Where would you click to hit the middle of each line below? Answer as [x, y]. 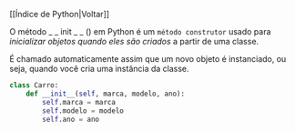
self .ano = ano [71, 119]
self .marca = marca [79, 102]
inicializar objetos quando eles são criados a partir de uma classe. [134, 41]
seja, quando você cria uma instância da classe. [99, 69]
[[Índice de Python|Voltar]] [60, 14]
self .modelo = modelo [83, 111]
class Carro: [34, 86]
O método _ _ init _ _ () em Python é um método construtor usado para [140, 31]
